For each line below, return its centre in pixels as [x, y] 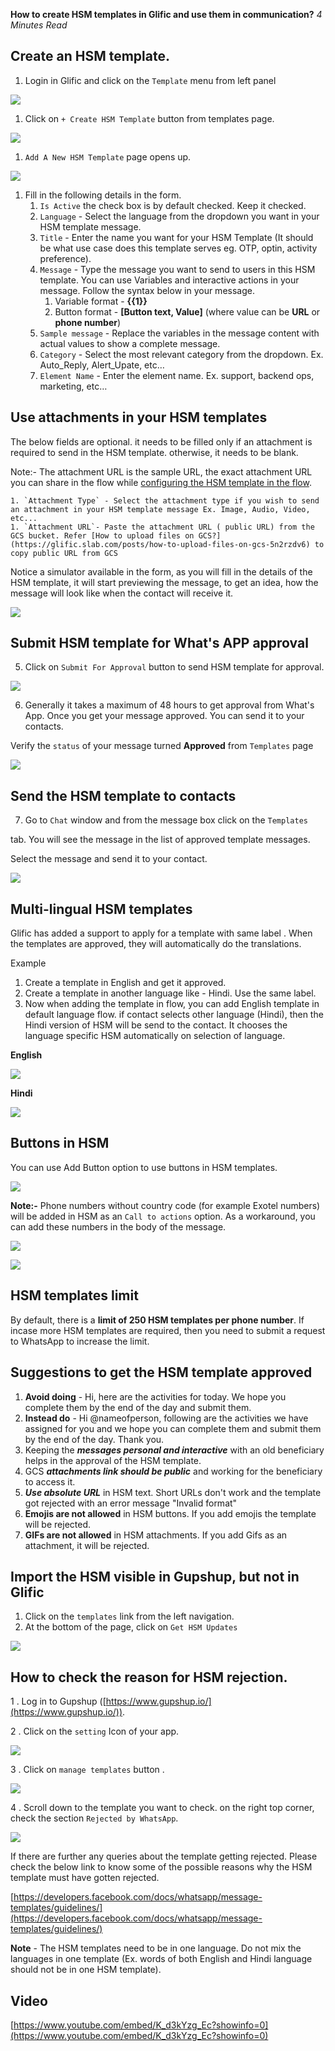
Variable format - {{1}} [101, 301]
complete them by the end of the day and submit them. [138, 1407]
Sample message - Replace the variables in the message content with [179, 333]
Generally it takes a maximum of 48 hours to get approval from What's [169, 705]
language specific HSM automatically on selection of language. [155, 1036]
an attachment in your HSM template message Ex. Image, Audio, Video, [160, 509]
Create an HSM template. [90, 56]
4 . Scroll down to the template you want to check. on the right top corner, [162, 1808]
